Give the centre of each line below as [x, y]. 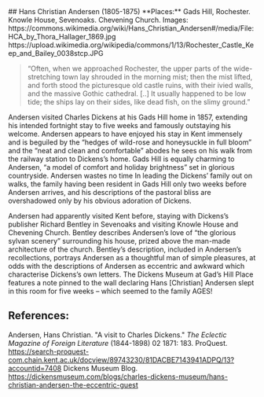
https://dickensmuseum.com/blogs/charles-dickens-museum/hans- [118, 377]
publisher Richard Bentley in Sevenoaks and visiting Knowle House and [123, 224]
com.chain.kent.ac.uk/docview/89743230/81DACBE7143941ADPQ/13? [121, 359]
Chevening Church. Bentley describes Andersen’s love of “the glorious [122, 233]
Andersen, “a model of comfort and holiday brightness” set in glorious [121, 167]
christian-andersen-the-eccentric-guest [73, 384]
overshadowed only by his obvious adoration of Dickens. [100, 200]
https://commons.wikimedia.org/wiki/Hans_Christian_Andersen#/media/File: [131, 28]
